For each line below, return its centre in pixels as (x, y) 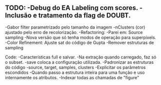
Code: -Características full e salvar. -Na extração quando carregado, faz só (81, 57)
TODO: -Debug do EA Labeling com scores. (72, 8)
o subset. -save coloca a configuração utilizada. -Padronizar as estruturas (80, 62)
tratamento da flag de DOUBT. (84, 16)
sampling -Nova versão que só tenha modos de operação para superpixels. (81, 37)
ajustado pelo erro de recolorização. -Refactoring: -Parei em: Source (74, 32)
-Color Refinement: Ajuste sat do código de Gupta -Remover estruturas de (80, 42)
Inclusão (18, 16)
